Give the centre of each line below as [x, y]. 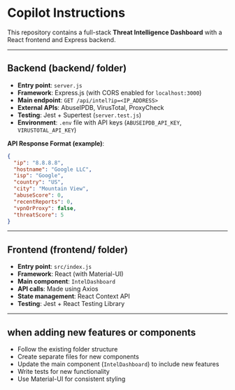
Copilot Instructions [66, 13]
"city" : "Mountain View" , [51, 189]
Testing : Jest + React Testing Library [71, 304]
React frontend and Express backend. [62, 39]
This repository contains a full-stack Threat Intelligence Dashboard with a [115, 32]
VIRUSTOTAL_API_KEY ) [47, 130]
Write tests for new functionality [63, 371]
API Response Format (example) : [56, 143]
